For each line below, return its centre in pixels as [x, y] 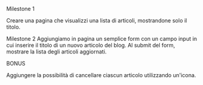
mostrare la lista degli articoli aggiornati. [57, 52]
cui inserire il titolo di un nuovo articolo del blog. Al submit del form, [91, 45]
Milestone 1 [20, 9]
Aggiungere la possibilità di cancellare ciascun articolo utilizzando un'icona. [101, 75]
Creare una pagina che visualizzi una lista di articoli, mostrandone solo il [97, 20]
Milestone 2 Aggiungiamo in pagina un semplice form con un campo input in [102, 39]
